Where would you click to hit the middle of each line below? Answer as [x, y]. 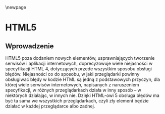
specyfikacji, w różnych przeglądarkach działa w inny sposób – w [73, 90]
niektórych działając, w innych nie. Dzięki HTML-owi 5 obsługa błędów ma [82, 95]
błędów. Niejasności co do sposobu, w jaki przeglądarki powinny [72, 74]
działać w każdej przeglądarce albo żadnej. [50, 106]
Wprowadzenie [30, 46]
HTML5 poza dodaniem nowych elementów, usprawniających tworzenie [80, 58]
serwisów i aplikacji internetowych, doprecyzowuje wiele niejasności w [79, 63]
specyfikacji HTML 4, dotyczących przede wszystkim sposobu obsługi [79, 69]
